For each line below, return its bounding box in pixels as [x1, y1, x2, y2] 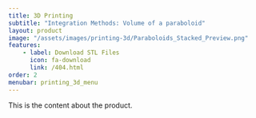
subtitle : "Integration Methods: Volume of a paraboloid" [8, 19, 206, 27]
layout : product [8, 26, 62, 34]
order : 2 [8, 71, 38, 79]
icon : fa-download [29, 57, 91, 65]
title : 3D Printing [8, 11, 74, 20]
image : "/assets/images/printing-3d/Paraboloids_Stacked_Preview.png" [8, 33, 249, 42]
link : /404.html [29, 64, 84, 72]
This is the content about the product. [8, 100, 133, 110]
